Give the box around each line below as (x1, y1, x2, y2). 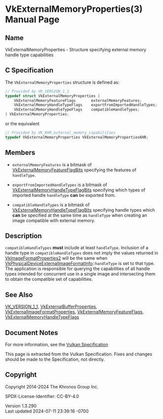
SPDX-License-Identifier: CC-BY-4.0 (5, 393, 79, 399)
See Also (5, 290, 33, 299)
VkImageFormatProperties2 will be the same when (5, 255, 107, 261)
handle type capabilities (5, 52, 54, 58)
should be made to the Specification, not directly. (5, 356, 105, 362)
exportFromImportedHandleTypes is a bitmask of (12, 182, 107, 188)
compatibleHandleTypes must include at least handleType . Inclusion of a (5, 245, 149, 251)
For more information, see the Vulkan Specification (5, 342, 108, 347)
